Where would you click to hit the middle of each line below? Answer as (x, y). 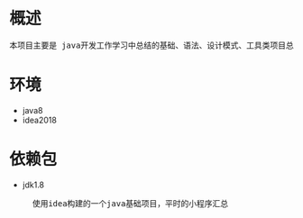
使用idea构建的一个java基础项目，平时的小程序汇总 (130, 203)
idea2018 (39, 120)
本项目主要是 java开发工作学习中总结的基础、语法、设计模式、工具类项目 (148, 45)
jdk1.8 (33, 185)
